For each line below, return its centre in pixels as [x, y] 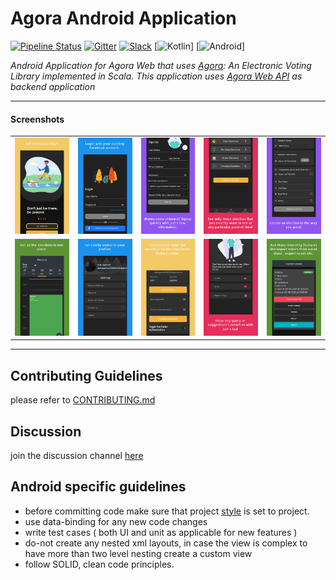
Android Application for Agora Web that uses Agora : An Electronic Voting [161, 65]
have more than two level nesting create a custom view [138, 553]
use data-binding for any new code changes [116, 521]
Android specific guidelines [98, 487]
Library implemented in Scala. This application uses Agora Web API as [156, 76]
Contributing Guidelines [86, 375]
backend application [53, 86]
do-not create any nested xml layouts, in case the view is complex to [166, 543]
